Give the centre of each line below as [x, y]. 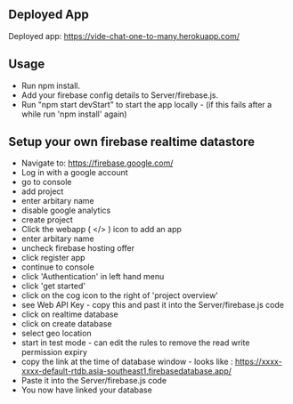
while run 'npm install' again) [74, 114]
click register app [53, 258]
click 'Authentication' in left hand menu [93, 277]
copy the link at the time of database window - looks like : [127, 362]
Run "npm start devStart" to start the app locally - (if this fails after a [146, 104]
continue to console [57, 267]
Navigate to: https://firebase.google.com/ [97, 163]
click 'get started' [53, 286]
